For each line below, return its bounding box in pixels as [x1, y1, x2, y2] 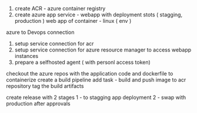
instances [14, 53, 39, 59]
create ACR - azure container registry [14, 5, 106, 12]
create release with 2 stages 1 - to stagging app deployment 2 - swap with [6, 94, 186, 101]
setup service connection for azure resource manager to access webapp [14, 46, 192, 53]
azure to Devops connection [6, 29, 75, 36]
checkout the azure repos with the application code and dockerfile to [6, 70, 173, 77]
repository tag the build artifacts [6, 83, 84, 90]
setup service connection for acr [14, 40, 94, 47]
